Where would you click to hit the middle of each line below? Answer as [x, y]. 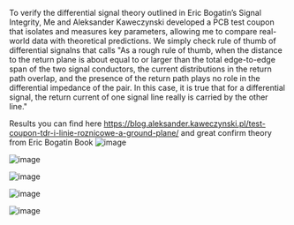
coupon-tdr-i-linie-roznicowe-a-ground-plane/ [94, 133]
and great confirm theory [226, 133]
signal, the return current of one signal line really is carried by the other [139, 97]
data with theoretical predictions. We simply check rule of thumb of [154, 41]
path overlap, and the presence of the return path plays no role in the [135, 78]
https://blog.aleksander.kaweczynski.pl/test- [185, 124]
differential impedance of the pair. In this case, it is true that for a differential [147, 88]
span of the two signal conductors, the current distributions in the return [140, 69]
